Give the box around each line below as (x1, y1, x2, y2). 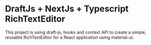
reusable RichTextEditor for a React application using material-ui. (5, 34, 135, 40)
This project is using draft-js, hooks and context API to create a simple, (5, 29, 147, 35)
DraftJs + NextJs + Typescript (5, 3, 129, 14)
